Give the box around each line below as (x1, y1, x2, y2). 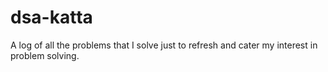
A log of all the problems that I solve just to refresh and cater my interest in (10, 39, 318, 51)
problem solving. (10, 49, 80, 61)
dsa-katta (10, 6, 93, 29)
